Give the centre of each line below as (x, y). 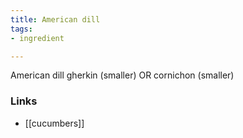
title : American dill (55, 19)
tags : (21, 29)
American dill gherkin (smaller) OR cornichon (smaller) (122, 75)
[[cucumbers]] (54, 123)
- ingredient (37, 38)
